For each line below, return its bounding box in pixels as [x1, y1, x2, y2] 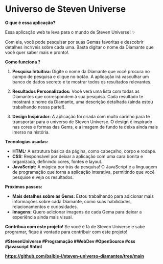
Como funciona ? [5, 59, 41, 65]
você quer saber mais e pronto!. [5, 49, 70, 55]
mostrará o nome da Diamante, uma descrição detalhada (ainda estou [12, 99, 153, 105]
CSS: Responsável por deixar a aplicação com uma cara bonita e [12, 153, 143, 159]
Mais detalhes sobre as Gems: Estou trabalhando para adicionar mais [12, 193, 154, 199]
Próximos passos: [5, 184, 43, 189]
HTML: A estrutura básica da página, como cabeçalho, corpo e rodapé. [12, 148, 157, 154]
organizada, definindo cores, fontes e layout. [12, 158, 103, 164]
